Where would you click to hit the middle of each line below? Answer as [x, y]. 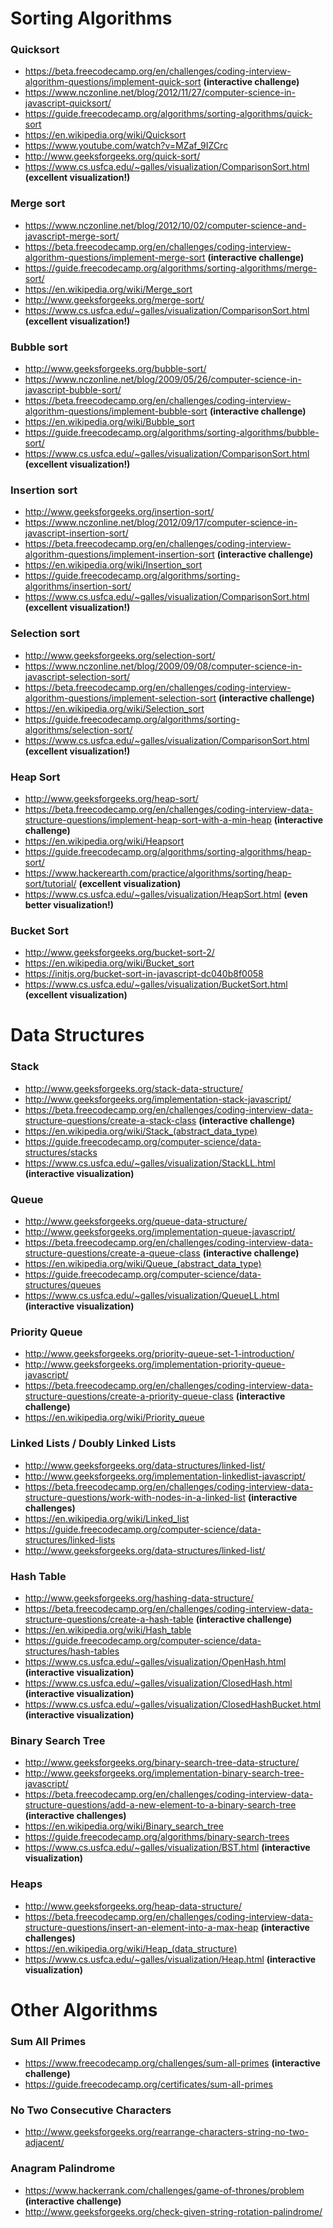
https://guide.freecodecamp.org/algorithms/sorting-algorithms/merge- [171, 268]
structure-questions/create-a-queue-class [112, 1253]
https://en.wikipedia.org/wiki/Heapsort [104, 841]
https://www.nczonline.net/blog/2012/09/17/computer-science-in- [161, 523]
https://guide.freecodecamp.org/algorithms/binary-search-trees [157, 1837]
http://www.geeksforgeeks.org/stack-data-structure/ [133, 1088]
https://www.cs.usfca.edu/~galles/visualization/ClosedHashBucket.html [173, 1704]
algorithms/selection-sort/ [78, 729]
